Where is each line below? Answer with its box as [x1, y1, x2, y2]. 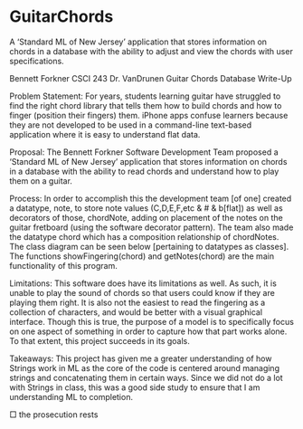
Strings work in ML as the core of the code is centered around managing [9, 362, 280, 373]
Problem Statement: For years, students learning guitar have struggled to [9, 91, 281, 101]
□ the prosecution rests [9, 409, 99, 420]
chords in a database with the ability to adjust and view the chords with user [9, 45, 294, 56]
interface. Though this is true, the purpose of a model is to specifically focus [9, 316, 294, 327]
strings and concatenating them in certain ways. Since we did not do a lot [9, 372, 283, 383]
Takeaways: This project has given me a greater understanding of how [9, 353, 272, 364]
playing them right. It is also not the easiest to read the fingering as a [9, 297, 266, 308]
